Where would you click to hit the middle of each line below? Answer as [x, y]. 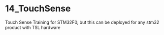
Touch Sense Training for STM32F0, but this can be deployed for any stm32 [82, 22]
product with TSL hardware [33, 27]
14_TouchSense [38, 9]
